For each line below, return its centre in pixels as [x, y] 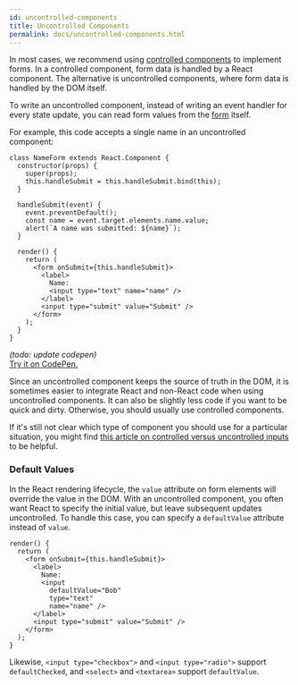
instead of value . [40, 527]
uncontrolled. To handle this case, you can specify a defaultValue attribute [147, 517]
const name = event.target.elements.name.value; [117, 221]
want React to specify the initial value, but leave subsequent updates [136, 508]
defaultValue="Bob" [85, 590]
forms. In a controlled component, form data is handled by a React [131, 69]
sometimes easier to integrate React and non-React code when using [137, 391]
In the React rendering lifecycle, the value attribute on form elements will [143, 489]
